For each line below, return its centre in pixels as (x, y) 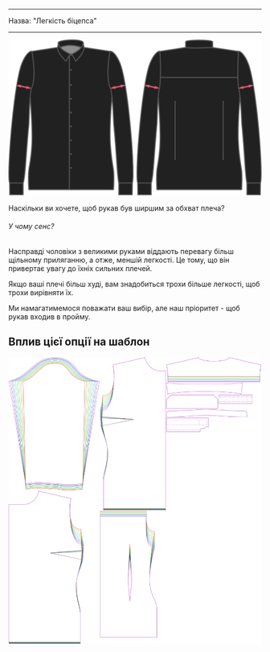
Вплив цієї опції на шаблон (79, 342)
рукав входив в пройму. (49, 316)
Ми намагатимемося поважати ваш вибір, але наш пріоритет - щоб (125, 308)
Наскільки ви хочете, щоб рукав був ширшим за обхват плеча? (117, 208)
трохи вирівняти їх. (41, 292)
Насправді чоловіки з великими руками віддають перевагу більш (121, 251)
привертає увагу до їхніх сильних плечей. (80, 268)
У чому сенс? (31, 227)
